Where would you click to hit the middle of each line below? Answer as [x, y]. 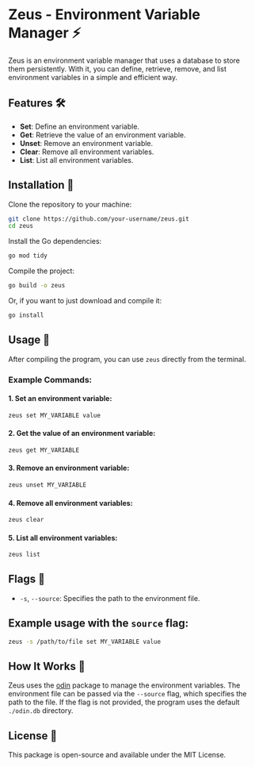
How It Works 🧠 [47, 666]
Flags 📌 [27, 579]
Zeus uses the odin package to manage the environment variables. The [124, 685]
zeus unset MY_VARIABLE [48, 485]
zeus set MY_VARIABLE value [55, 415]
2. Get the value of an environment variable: [82, 434]
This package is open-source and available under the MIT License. [117, 755]
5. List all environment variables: [63, 538]
